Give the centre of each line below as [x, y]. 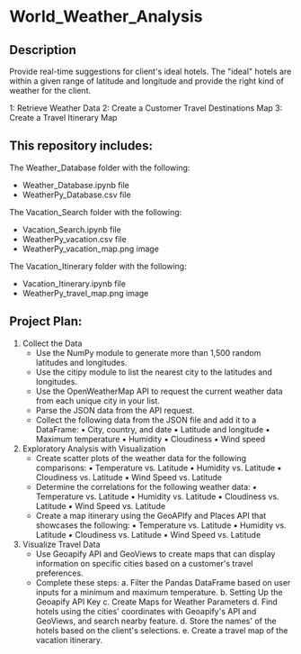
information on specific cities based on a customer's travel [144, 563]
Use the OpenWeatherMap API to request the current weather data [159, 391]
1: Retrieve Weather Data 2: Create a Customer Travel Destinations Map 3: [146, 108]
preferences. [59, 573]
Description [43, 50]
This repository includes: [81, 146]
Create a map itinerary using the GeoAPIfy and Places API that [151, 515]
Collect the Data [52, 343]
